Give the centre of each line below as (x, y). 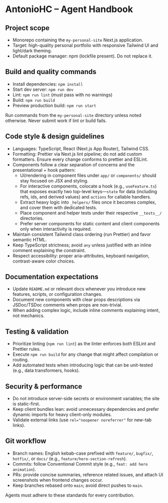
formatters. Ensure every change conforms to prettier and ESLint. (80, 159)
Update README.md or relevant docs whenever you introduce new (79, 289)
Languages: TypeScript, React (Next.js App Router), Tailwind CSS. (81, 148)
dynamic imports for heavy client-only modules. (62, 415)
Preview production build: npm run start (54, 105)
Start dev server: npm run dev (43, 89)
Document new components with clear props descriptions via (76, 300)
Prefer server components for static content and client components (90, 223)
